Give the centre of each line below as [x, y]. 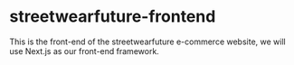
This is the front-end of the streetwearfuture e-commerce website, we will [148, 42]
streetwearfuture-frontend [113, 17]
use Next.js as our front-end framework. [85, 51]
